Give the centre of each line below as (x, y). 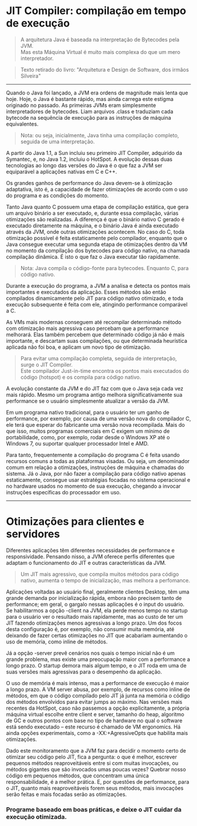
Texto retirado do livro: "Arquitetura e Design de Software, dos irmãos (105, 69)
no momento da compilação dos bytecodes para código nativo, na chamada (98, 250)
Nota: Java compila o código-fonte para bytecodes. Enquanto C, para (104, 268)
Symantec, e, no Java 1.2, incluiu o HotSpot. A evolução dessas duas (89, 159)
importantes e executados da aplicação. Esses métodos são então (86, 292)
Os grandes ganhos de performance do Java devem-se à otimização (89, 183)
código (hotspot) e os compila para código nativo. (81, 377)
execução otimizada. (37, 817)
